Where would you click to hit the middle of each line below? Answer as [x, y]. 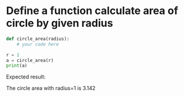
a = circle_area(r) [30, 60]
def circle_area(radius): [38, 39]
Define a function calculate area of [92, 11]
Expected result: [26, 77]
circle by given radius [60, 23]
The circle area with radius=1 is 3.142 [51, 88]
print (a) [17, 66]
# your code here [38, 44]
